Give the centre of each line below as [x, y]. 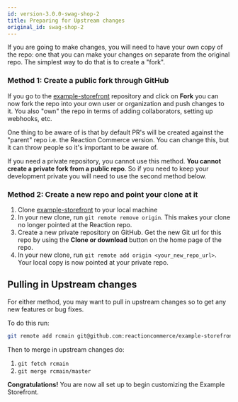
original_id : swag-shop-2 [45, 27]
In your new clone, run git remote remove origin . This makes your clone [124, 217]
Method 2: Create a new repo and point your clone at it [103, 194]
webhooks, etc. [30, 118]
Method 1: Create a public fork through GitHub [88, 81]
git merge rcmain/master [54, 371]
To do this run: [28, 323]
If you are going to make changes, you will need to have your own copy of [115, 47]
